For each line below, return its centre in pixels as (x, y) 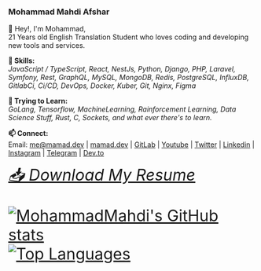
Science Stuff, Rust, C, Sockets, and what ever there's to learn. (110, 118)
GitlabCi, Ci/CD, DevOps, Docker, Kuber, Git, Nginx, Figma (102, 86)
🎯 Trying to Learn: (38, 101)
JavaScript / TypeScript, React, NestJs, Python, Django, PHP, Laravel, (122, 69)
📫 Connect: (28, 134)
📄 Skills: (22, 60)
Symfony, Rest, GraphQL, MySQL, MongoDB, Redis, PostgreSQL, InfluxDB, (129, 78)
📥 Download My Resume (102, 175)
